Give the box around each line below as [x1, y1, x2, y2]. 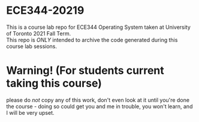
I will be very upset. [6, 109, 55, 116]
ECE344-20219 [6, 4, 85, 17]
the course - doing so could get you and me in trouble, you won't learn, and [6, 103, 193, 110]
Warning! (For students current [6, 64, 165, 78]
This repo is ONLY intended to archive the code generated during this [6, 36, 178, 43]
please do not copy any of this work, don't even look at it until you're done [6, 96, 190, 103]
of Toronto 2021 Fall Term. [6, 29, 71, 37]
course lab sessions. [6, 43, 58, 50]
